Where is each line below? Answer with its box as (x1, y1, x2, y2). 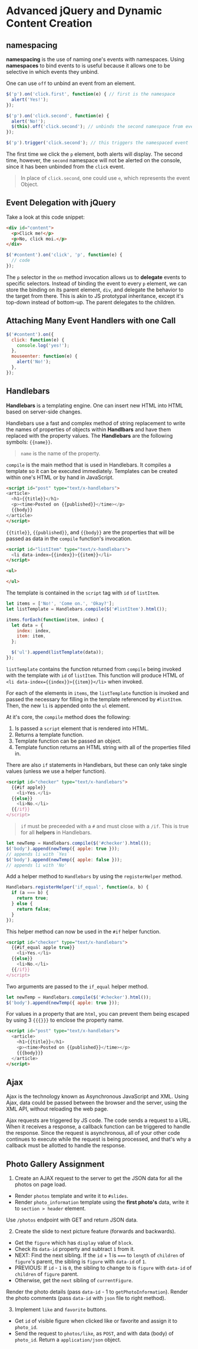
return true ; (16, 895, 49, 901)
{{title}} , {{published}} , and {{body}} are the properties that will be (6, 529, 175, 536)
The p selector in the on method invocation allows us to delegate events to (6, 273, 187, 281)
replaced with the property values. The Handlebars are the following (6, 432, 173, 439)
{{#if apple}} (11, 785, 46, 790)
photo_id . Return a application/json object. (14, 1336, 121, 1343)
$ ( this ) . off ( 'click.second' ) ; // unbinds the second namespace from (11, 124, 183, 130)
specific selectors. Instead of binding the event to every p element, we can (6, 280, 187, 287)
